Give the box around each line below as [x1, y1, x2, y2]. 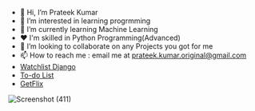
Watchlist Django [19, 62, 76, 71]
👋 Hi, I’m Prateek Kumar [19, 8, 98, 17]
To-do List [19, 70, 54, 80]
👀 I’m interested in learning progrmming [19, 16, 151, 26]
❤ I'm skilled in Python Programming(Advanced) [19, 33, 181, 42]
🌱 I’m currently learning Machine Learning [19, 25, 158, 34]
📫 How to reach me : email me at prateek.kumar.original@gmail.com [19, 50, 247, 60]
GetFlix [19, 79, 44, 88]
